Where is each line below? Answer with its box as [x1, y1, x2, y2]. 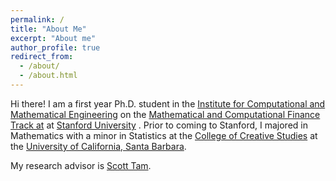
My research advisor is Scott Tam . [10, 159, 152, 171]
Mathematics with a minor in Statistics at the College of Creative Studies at [10, 129, 318, 141]
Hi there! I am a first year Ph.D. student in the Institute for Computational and [10, 97, 326, 110]
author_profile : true [10, 42, 101, 53]
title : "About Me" [10, 24, 87, 34]
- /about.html [19, 71, 78, 81]
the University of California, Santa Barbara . [10, 140, 187, 152]
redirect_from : [10, 52, 74, 62]
